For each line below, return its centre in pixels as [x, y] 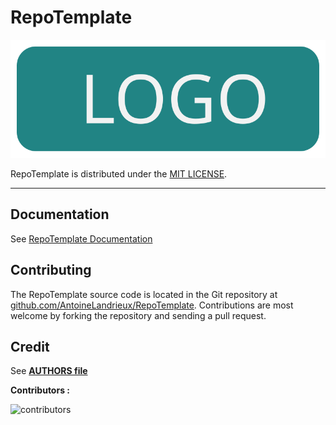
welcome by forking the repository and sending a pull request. [138, 315]
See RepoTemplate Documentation [81, 238]
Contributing [51, 270]
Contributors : [40, 390]
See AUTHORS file [49, 371]
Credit [30, 346]
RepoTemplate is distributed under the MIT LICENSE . [119, 173]
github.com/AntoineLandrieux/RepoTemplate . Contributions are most [152, 305]
